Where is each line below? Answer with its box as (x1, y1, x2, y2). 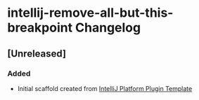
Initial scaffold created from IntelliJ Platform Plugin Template (17, 84, 193, 92)
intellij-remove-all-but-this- (7, 5, 174, 21)
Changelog (75, 20, 141, 36)
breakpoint (7, 20, 72, 36)
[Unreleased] (7, 48, 67, 59)
